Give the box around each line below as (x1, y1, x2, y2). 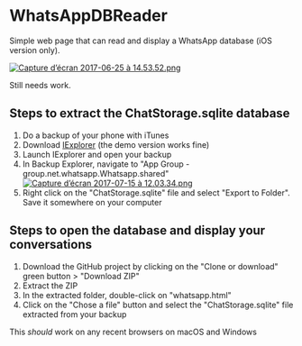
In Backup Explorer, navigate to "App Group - (22, 159, 190, 169)
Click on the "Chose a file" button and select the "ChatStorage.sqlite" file (22, 299, 294, 310)
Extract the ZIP (22, 280, 78, 291)
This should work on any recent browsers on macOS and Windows (9, 326, 257, 337)
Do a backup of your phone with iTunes (22, 130, 169, 141)
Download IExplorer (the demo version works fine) (22, 139, 210, 150)
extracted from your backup (22, 308, 127, 320)
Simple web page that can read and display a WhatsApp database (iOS (9, 35, 272, 46)
